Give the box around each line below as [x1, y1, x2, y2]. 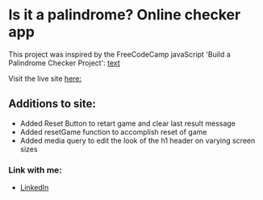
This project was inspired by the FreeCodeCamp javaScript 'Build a [8, 49, 232, 59]
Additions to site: [8, 97, 97, 110]
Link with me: [8, 164, 62, 175]
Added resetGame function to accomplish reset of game [19, 127, 207, 136]
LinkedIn [19, 183, 49, 193]
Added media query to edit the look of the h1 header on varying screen [19, 135, 256, 145]
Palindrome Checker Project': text [8, 58, 121, 68]
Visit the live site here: [8, 73, 82, 83]
